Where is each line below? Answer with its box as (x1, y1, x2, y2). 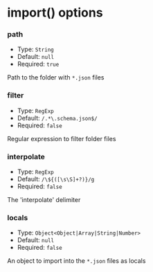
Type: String (17, 45, 54, 53)
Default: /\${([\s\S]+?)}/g (17, 175, 95, 183)
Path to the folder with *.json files (7, 73, 105, 82)
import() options (7, 5, 103, 21)
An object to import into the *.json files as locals (7, 257, 146, 265)
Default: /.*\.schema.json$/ (17, 114, 98, 122)
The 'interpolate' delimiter (7, 196, 81, 204)
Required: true (17, 60, 60, 69)
